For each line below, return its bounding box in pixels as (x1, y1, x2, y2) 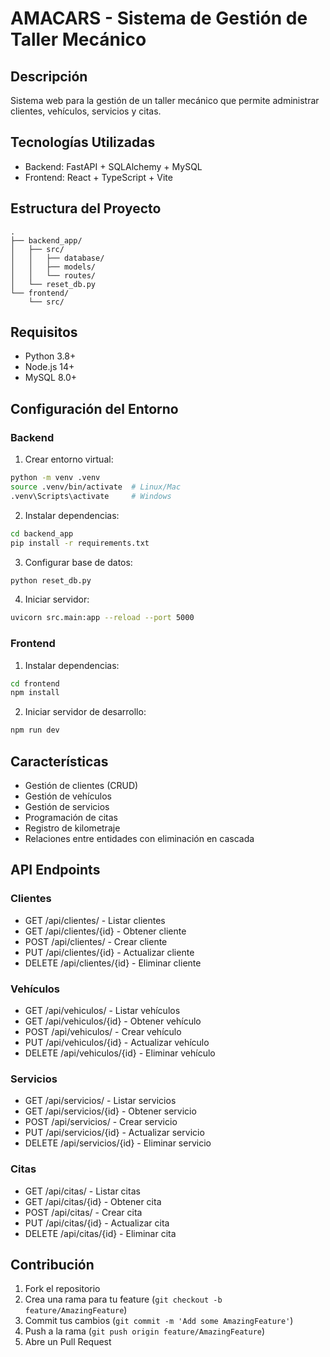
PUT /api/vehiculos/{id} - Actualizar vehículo (24, 1036, 210, 1048)
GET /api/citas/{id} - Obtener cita (24, 1195, 162, 1207)
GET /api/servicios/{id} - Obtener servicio (24, 1105, 197, 1117)
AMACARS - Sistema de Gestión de (10, 7, 308, 30)
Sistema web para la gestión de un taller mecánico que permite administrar (10, 95, 320, 106)
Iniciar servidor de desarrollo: (24, 706, 147, 718)
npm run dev (10, 725, 60, 736)
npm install (10, 688, 60, 698)
